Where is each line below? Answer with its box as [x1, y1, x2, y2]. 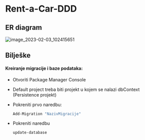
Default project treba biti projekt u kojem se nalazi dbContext [12, 86, 140, 92]
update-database [12, 130, 47, 135]
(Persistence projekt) [12, 91, 57, 98]
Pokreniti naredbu [12, 120, 50, 126]
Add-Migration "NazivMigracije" [12, 111, 81, 116]
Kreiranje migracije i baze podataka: [5, 65, 83, 71]
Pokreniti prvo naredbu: [12, 102, 62, 108]
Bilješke [5, 51, 31, 60]
